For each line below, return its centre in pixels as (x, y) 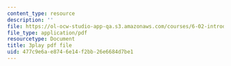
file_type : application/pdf (47, 33)
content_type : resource (41, 13)
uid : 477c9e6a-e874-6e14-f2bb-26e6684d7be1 (70, 52)
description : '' (30, 20)
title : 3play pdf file (40, 45)
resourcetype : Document (41, 39)
